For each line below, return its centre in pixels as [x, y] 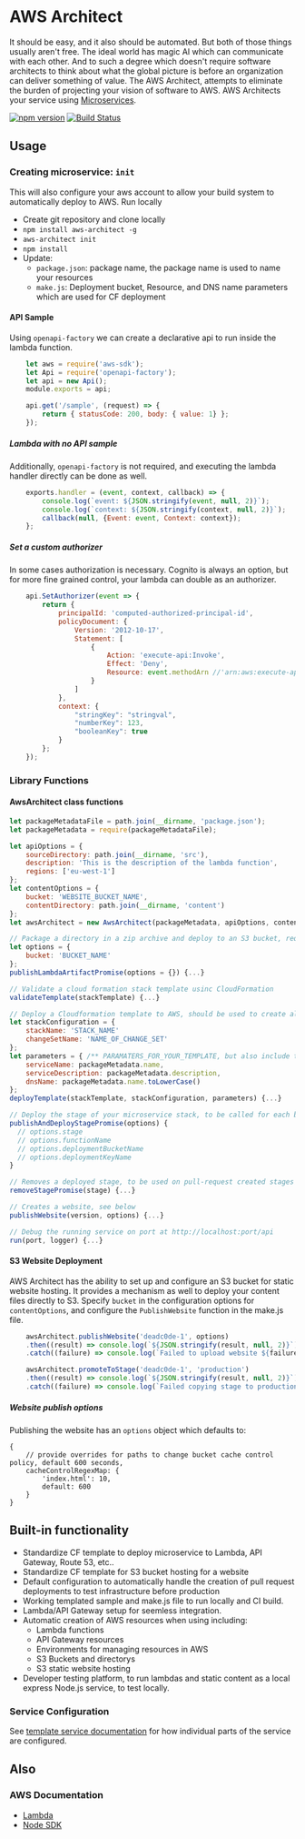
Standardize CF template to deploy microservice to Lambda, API [143, 1552]
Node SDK [42, 1824]
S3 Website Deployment [56, 1261]
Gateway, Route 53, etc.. [69, 1561]
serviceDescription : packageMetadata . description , [123, 1073]
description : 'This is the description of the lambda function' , [152, 863]
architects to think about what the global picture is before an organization [147, 71]
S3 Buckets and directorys [86, 1659]
